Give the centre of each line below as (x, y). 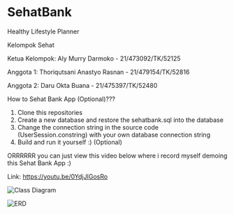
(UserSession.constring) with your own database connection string (114, 135)
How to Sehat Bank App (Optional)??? (61, 99)
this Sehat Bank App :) (39, 163)
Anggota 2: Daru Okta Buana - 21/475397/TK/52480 (82, 85)
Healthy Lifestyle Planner (43, 31)
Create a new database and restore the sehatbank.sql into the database (120, 120)
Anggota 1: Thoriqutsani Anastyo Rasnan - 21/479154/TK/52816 (98, 72)
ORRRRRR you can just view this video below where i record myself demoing (117, 155)
